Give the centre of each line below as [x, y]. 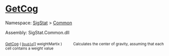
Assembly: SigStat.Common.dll [37, 32]
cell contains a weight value [29, 48]
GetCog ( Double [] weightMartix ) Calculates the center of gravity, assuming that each [85, 44]
